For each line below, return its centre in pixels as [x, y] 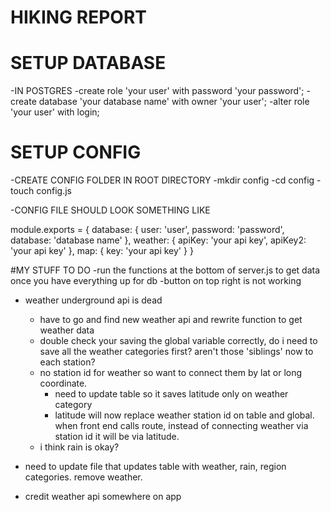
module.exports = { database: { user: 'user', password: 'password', [147, 230]
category [73, 405]
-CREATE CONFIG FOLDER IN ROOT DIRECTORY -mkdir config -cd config [162, 180]
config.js [54, 191]
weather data [67, 330]
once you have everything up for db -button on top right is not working [156, 281]
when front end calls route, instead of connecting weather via [181, 426]
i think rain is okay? [79, 447]
